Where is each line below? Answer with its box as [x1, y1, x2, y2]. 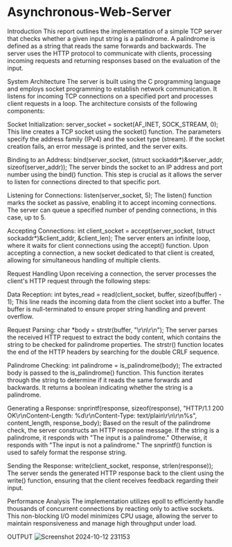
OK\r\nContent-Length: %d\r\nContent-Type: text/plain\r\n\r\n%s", [7, 411, 197, 420]
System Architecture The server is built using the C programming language [7, 77, 221, 85]
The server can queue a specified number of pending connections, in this [7, 206, 217, 214]
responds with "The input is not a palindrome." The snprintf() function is [7, 440, 213, 449]
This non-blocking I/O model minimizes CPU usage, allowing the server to [7, 512, 218, 520]
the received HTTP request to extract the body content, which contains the [7, 333, 222, 341]
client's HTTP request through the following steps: [7, 276, 151, 285]
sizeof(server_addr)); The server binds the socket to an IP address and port [7, 163, 223, 171]
